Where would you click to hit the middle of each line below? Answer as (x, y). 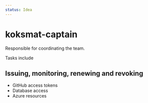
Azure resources (29, 96)
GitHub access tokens (35, 86)
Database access (30, 91)
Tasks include (19, 58)
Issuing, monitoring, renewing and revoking (74, 73)
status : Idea (19, 10)
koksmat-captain (41, 34)
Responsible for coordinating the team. (45, 48)
